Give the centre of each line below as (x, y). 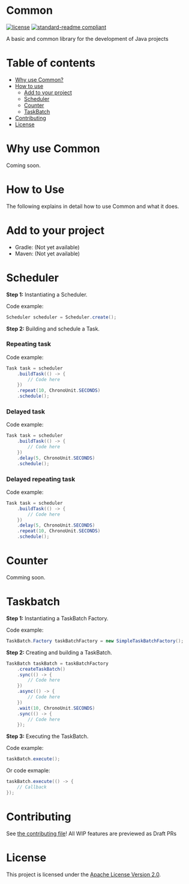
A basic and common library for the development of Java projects (88, 38)
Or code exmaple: (28, 770)
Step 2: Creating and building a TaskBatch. (59, 652)
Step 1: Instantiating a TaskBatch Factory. (57, 618)
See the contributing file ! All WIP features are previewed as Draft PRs (91, 834)
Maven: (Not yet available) (47, 254)
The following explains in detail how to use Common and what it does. (93, 206)
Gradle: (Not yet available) (47, 247)
